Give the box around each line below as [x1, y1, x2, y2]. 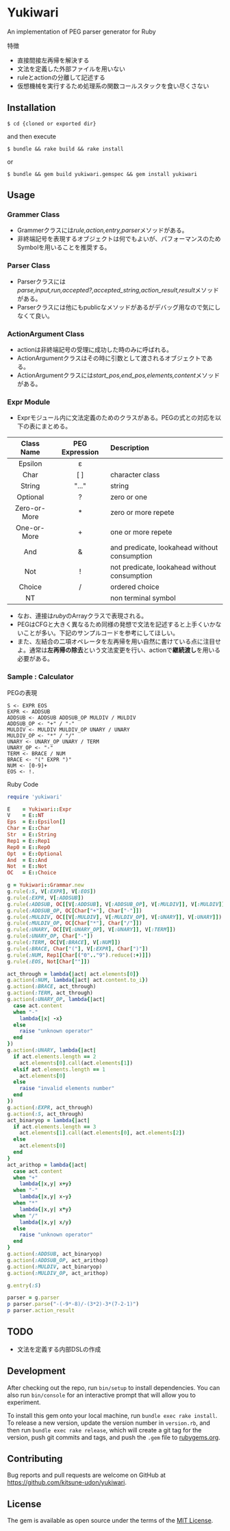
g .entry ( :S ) [7, 1282, 41, 1289]
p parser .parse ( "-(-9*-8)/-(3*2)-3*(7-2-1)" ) [7, 1301, 139, 1308]
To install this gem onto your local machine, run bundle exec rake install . [7, 1411, 218, 1419]
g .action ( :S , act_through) [7, 1111, 84, 1117]
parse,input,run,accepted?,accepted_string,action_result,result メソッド [16, 286, 219, 294]
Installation [7, 102, 56, 114]
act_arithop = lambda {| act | [7, 1161, 88, 1168]
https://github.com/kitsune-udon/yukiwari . [7, 1478, 127, 1486]
